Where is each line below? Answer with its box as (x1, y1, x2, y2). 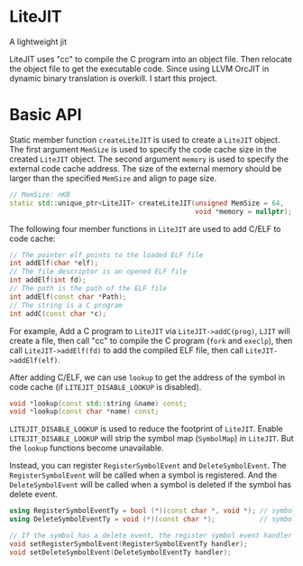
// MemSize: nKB (9, 190, 70, 199)
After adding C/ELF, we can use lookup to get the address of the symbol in (9, 372, 286, 383)
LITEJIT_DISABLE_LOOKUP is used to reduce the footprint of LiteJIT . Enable (9, 423, 283, 434)
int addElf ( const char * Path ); (9, 292, 127, 302)
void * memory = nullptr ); (195, 207, 293, 216)
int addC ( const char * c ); (9, 309, 106, 318)
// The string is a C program (9, 301, 124, 310)
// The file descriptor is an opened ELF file (9, 267, 188, 276)
